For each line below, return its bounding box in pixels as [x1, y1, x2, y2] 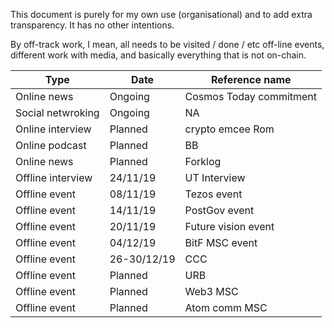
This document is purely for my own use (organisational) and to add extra [10, 9, 313, 20]
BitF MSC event [184, 236, 258, 249]
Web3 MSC [184, 285, 239, 298]
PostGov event [184, 204, 255, 217]
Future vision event [184, 220, 275, 233]
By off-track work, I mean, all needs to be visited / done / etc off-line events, [10, 39, 325, 50]
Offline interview [15, 171, 93, 184]
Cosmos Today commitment [184, 90, 318, 103]
